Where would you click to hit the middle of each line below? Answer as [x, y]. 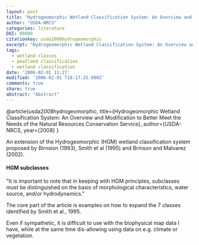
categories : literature [36, 28]
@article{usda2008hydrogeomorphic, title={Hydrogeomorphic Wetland [93, 111]
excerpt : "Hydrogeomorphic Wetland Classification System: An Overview [96, 45]
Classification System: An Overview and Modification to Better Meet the [94, 117]
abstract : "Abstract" [33, 94]
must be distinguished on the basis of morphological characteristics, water [97, 187]
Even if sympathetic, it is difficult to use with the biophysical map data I [93, 222]
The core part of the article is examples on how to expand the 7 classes [94, 205]
